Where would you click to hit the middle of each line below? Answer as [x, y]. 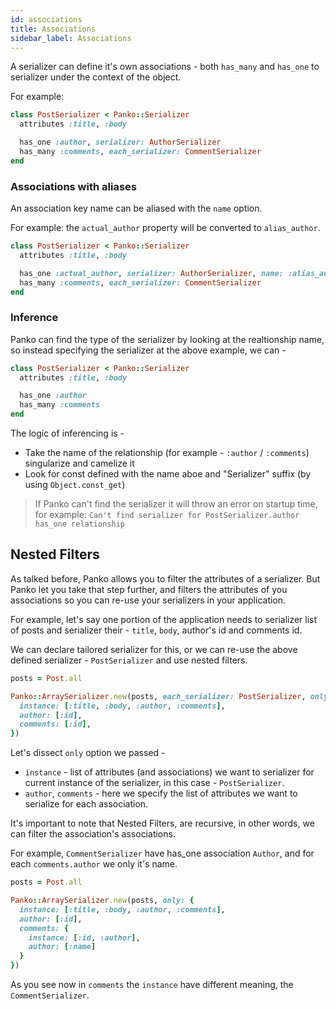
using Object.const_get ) [75, 485]
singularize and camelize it [79, 463]
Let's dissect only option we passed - [88, 753]
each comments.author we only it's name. [94, 864]
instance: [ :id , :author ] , [84, 937]
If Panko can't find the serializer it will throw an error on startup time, [176, 504]
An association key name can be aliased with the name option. [136, 208]
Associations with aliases [73, 186]
